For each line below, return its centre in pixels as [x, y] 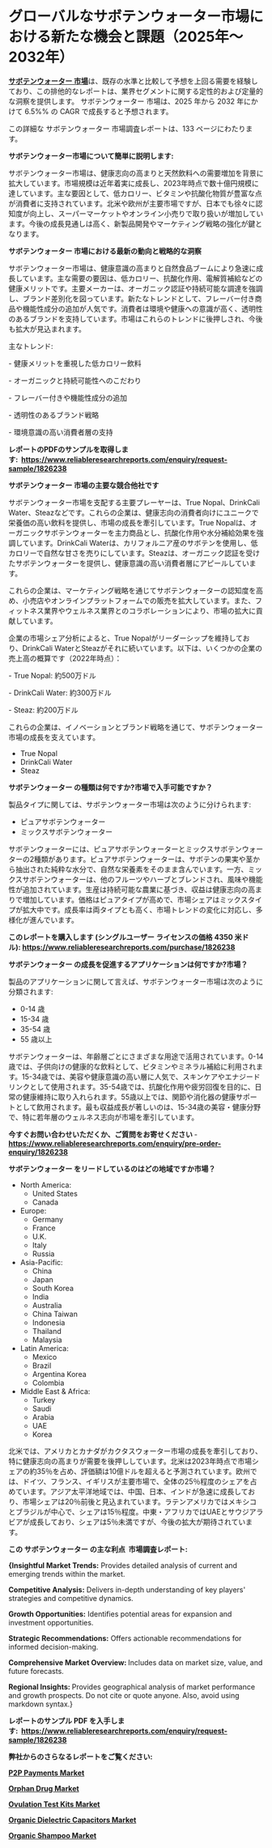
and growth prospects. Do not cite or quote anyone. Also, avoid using [124, 1695]
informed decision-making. [53, 1646]
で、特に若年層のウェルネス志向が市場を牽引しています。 [104, 1117]
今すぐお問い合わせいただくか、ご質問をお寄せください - [103, 1134]
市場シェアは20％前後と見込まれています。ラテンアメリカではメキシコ [140, 1502]
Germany [47, 1219]
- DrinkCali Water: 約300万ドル [60, 692]
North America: [45, 1185]
